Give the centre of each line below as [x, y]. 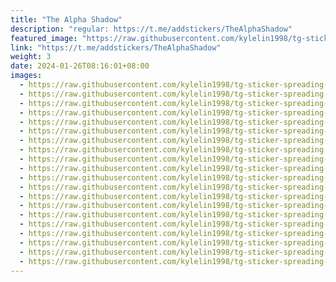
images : [26, 76]
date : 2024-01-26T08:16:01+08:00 [80, 66]
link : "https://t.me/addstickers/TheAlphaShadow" [116, 47]
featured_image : [44, 38]
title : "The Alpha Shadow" [66, 19]
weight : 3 [31, 57]
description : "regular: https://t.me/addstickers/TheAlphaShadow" [151, 29]
